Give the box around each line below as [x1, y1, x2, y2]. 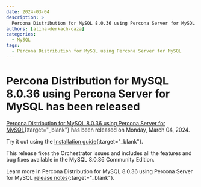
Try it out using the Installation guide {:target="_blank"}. [6, 138, 143, 145]
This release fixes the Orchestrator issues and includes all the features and [6, 149, 192, 157]
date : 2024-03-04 [6, 8, 50, 15]
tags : [6, 43, 20, 49]
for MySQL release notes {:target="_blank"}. [6, 174, 115, 181]
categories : [6, 31, 36, 37]
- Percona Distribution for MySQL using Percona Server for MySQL [11, 48, 182, 54]
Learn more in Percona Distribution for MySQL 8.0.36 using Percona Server [6, 167, 193, 175]
